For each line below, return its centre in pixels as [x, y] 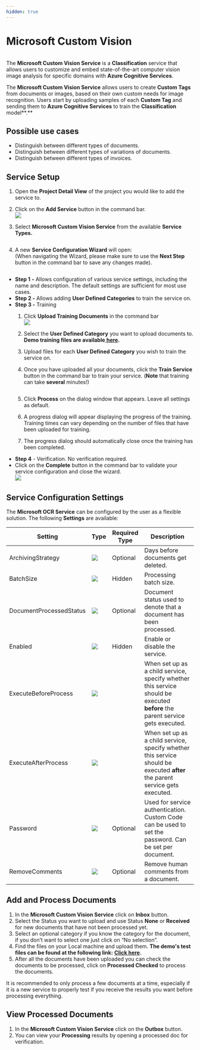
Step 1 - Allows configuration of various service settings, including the [101, 279]
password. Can [165, 840]
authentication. [165, 810]
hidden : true [22, 12]
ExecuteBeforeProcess [41, 693]
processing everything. [35, 996]
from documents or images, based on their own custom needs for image [95, 94]
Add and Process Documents [61, 900]
